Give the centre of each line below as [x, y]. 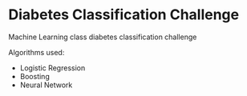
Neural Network [46, 85]
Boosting [34, 76]
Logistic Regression [53, 68]
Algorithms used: [36, 52]
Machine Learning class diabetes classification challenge [103, 37]
